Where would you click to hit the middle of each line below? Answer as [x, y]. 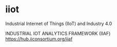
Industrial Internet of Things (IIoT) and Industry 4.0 [59, 24]
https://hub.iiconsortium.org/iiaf [39, 39]
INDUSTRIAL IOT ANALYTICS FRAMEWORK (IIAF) [58, 33]
